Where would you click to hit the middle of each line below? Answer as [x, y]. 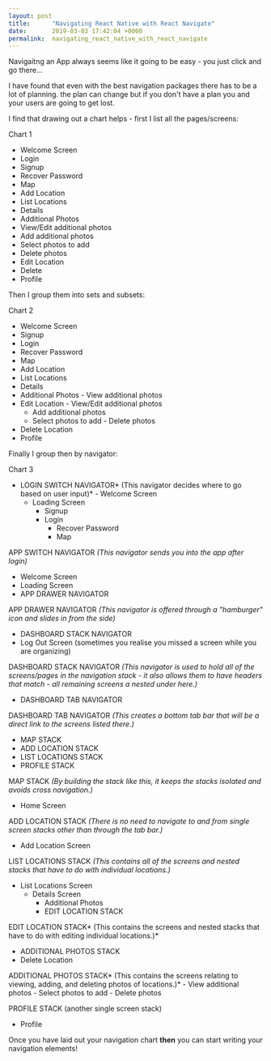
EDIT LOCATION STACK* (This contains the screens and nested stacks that [134, 927]
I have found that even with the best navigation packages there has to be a [133, 86]
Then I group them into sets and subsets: [77, 295]
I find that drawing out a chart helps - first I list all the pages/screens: [123, 119]
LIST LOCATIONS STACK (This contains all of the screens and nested [124, 861]
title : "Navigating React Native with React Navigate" [112, 23]
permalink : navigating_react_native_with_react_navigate [108, 38]
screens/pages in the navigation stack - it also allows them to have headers [135, 675]
